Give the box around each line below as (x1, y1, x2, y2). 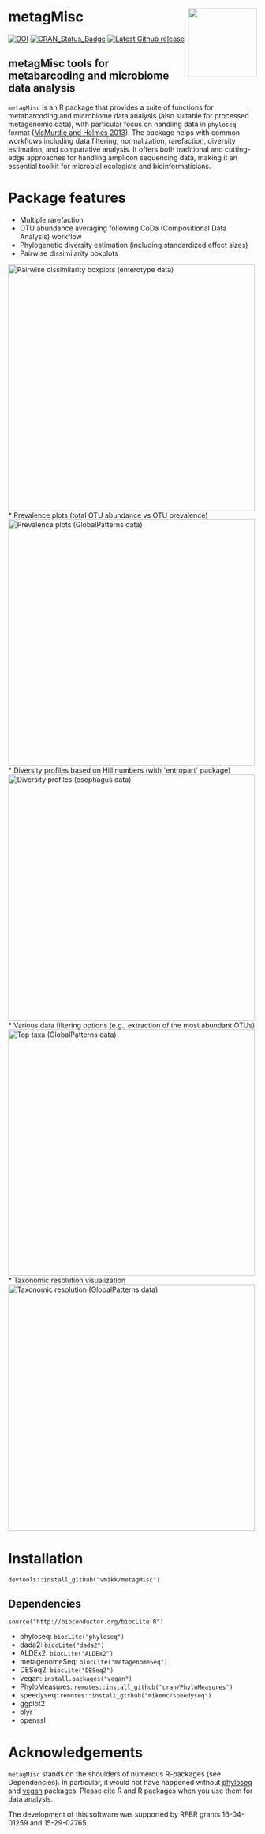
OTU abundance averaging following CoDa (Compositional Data (19, 223, 227, 233)
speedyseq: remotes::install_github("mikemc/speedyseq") (19, 1690, 212, 1700)
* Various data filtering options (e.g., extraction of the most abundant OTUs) (8, 1020, 256, 1030)
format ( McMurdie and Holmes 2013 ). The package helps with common (8, 127, 241, 137)
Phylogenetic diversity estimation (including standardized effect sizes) (19, 240, 248, 249)
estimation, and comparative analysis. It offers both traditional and (8, 144, 223, 154)
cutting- (224, 144, 251, 154)
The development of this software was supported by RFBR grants (8, 1810, 221, 1819)
